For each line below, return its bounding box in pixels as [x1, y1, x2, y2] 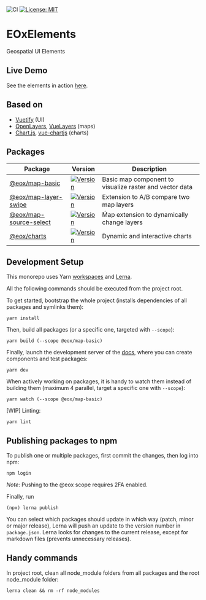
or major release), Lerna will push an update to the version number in [6, 522, 181, 529]
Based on [6, 99, 43, 110]
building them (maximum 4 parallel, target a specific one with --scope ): [6, 384, 185, 392]
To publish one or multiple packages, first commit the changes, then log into [6, 452, 199, 459]
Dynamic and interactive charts [102, 232, 192, 241]
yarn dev [6, 367, 29, 373]
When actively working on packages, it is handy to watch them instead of [6, 378, 192, 385]
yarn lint [6, 419, 32, 425]
